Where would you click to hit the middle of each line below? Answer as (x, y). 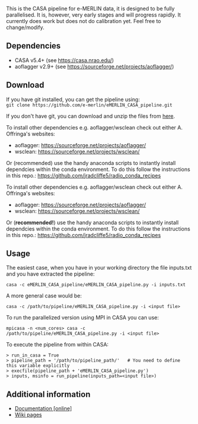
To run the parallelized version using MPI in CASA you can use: (82, 318)
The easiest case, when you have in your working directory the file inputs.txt (99, 268)
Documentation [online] (43, 409)
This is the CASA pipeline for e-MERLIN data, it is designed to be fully (90, 9)
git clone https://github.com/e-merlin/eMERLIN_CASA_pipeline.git (89, 105)
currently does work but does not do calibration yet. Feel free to (84, 21)
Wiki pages (28, 415)
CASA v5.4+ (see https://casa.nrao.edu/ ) (64, 60)
